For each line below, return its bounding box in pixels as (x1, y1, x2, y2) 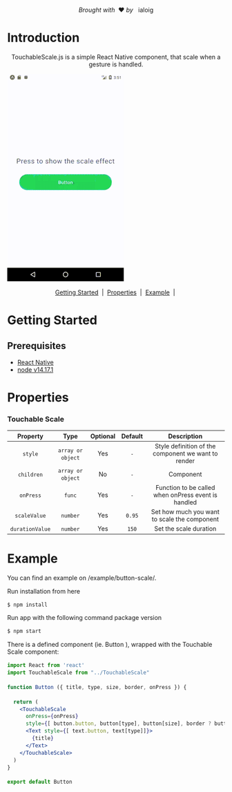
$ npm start (7, 628, 41, 635)
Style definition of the (155, 442, 216, 451)
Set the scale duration (154, 525, 217, 533)
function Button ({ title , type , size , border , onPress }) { (7, 683, 187, 690)
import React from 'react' (7, 662, 85, 669)
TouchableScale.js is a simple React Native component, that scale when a (11, 53, 221, 61)
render (175, 457, 195, 465)
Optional (90, 432, 116, 440)
